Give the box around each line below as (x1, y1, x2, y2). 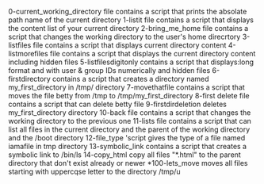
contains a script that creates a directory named (52, 75, 209, 83)
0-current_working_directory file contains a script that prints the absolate (8, 7, 247, 16)
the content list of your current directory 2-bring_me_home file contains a (8, 24, 249, 33)
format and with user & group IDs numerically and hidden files (8, 66, 211, 75)
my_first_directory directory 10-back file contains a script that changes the (8, 108, 251, 117)
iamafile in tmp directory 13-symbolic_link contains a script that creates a (8, 142, 247, 151)
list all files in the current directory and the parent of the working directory (8, 125, 251, 134)
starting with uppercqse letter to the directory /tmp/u (8, 167, 181, 176)
